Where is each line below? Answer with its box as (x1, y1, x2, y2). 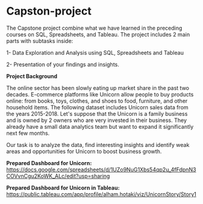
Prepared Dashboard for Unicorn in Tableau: (6, 184, 120, 191)
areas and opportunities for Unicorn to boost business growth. (6, 148, 162, 155)
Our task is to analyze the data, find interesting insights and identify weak (6, 141, 190, 148)
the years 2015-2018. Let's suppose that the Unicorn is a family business (6, 110, 188, 117)
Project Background (6, 72, 58, 80)
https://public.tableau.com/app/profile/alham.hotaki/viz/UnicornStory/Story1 (6, 190, 197, 198)
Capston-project (6, 4, 92, 18)
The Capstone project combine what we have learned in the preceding (6, 24, 183, 32)
